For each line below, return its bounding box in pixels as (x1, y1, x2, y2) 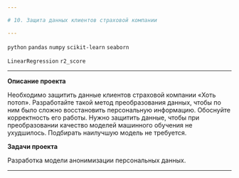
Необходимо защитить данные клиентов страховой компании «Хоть (7, 90, 216, 99)
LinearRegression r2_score (7, 58, 86, 65)
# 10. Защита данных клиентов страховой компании (7, 16, 158, 23)
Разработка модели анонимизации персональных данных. (7, 156, 186, 164)
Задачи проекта (7, 142, 58, 150)
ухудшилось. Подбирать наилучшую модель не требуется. (7, 128, 187, 137)
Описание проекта (7, 76, 66, 85)
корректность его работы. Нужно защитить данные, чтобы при (7, 113, 200, 122)
